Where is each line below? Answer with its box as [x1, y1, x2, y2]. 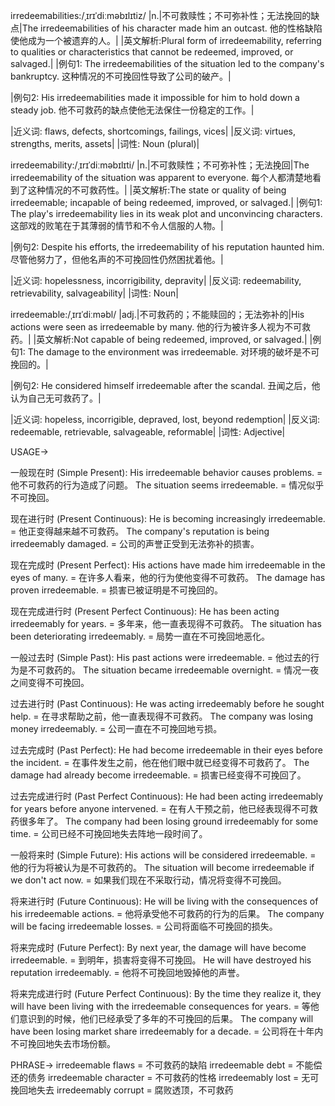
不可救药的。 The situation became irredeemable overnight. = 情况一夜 [27, 664, 320, 676]
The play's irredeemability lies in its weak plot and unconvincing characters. [10, 208, 323, 219]
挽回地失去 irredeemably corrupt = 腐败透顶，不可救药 [10, 1084, 234, 1096]
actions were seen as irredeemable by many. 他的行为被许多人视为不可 [10, 321, 303, 333]
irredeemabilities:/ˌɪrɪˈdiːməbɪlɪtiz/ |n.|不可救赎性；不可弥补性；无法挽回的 [10, 10, 312, 21]
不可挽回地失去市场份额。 [10, 1038, 116, 1049]
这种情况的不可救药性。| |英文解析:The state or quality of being [27, 184, 287, 196]
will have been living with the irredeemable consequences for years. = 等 [10, 1000, 311, 1012]
